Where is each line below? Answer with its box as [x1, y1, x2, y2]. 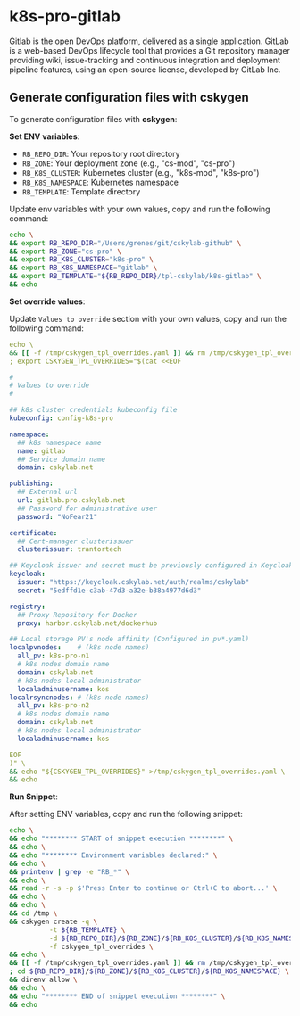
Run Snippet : [9, 791, 58, 802]
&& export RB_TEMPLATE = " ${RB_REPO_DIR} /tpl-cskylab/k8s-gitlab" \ [9, 272, 262, 281]
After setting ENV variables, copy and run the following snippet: [9, 809, 243, 820]
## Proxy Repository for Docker [17, 610, 138, 619]
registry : [9, 602, 46, 611]
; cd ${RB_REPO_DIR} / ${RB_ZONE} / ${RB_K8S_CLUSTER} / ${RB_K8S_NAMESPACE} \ [9, 967, 290, 976]
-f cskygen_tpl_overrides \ [48, 942, 154, 951]
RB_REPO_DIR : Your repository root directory [21, 148, 180, 159]
